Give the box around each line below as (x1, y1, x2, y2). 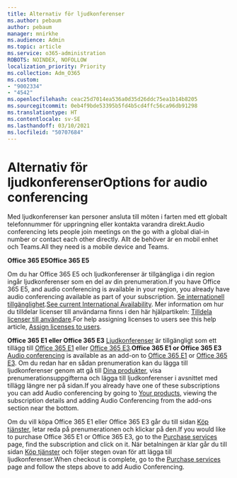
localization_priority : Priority (7, 63, 106, 70)
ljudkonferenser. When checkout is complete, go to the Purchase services (7, 455, 221, 464)
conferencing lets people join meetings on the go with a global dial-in (7, 228, 209, 236)
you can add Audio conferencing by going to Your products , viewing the (7, 389, 217, 397)
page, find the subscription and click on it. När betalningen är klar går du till (7, 440, 228, 449)
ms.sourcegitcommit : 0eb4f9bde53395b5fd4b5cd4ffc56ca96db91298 (7, 103, 198, 110)
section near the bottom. (7, 404, 79, 412)
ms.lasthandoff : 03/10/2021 (7, 122, 91, 129)
